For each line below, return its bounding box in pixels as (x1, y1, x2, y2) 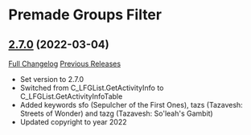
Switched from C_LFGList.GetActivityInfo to (19, 83, 164, 92)
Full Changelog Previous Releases (8, 59, 121, 68)
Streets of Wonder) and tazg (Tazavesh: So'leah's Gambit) (19, 108, 213, 118)
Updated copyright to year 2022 (19, 117, 127, 126)
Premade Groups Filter (8, 6, 163, 24)
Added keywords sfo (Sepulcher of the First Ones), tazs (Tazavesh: (19, 100, 243, 109)
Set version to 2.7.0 (19, 75, 84, 84)
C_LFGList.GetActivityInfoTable (19, 92, 123, 101)
